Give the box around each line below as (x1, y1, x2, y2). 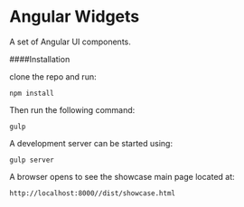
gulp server (9, 155, 54, 165)
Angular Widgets (9, 6, 140, 27)
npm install (9, 89, 54, 98)
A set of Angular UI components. (9, 36, 131, 47)
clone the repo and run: (9, 71, 97, 82)
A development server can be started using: (9, 137, 174, 148)
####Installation (9, 53, 70, 64)
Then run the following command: (9, 104, 136, 115)
